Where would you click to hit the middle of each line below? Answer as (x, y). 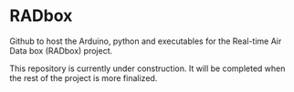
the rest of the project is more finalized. (84, 77)
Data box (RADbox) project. (61, 50)
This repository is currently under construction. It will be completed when (147, 68)
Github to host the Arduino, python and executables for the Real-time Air (146, 41)
